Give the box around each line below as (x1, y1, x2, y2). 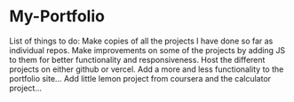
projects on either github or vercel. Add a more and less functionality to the (9, 64, 284, 75)
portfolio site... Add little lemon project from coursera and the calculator (9, 73, 272, 83)
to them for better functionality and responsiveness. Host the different (9, 54, 266, 65)
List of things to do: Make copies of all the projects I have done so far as (9, 35, 274, 46)
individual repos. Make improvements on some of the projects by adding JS (9, 44, 286, 55)
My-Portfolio (9, 6, 105, 27)
